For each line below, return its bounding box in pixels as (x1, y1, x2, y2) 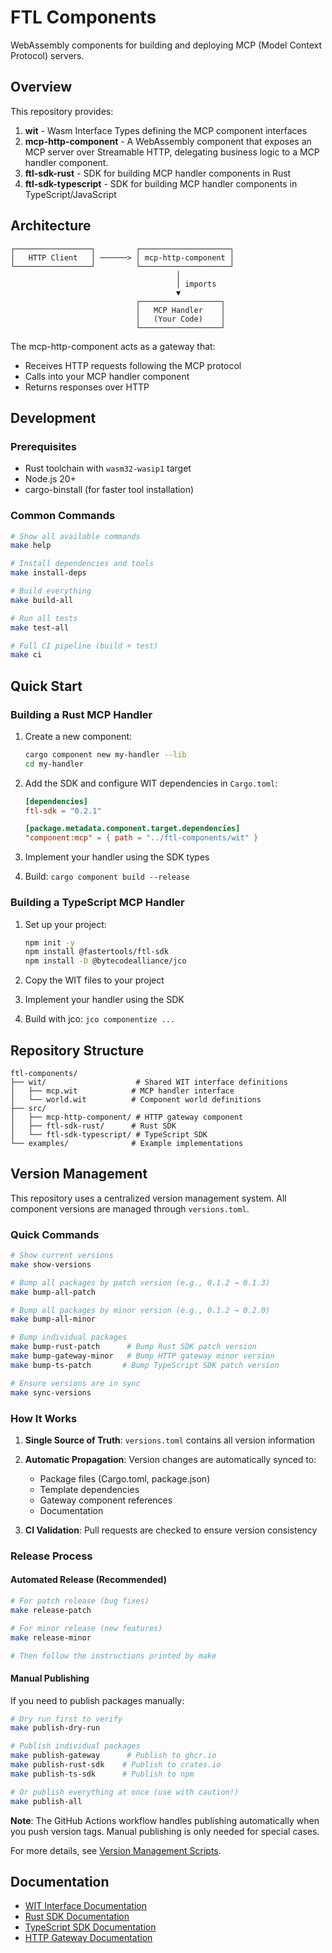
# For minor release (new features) (10, 1623, 163, 1633)
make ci (10, 650, 43, 660)
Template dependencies (39, 1483, 140, 1495)
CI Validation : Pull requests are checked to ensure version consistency (24, 1524, 318, 1536)
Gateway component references (39, 1494, 173, 1506)
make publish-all (10, 1796, 83, 1806)
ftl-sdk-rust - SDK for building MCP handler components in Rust (24, 167, 292, 179)
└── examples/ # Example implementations (10, 1138, 244, 1148)
